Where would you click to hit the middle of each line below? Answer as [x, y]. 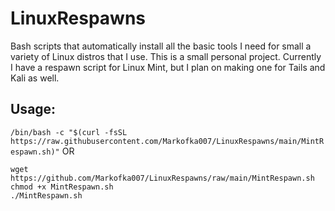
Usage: [33, 109]
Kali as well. [35, 78]
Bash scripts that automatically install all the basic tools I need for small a [161, 46]
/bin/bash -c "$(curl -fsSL [69, 132]
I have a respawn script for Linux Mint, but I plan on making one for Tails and [168, 67]
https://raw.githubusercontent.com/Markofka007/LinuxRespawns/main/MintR [167, 141]
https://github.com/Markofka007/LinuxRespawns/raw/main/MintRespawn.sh [162, 178]
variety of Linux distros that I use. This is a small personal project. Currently [166, 56]
